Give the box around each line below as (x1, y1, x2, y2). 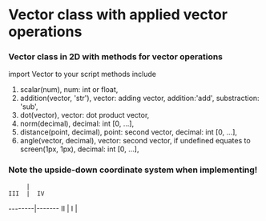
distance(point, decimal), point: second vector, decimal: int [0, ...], (19, 127, 238, 137)
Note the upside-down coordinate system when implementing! (8, 164, 258, 175)
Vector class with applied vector (8, 6, 228, 24)
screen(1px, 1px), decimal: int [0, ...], (19, 144, 139, 154)
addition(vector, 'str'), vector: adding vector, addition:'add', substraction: (19, 94, 260, 103)
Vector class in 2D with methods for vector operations (8, 51, 223, 62)
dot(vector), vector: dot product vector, (19, 110, 150, 120)
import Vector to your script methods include (8, 70, 156, 79)
